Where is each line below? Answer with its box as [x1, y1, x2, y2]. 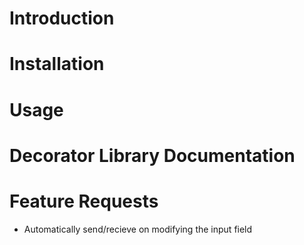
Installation [9, 53, 105, 76]
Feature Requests [9, 190, 159, 212]
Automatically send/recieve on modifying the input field [23, 223, 253, 235]
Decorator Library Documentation [9, 144, 296, 167]
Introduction [9, 7, 115, 30]
